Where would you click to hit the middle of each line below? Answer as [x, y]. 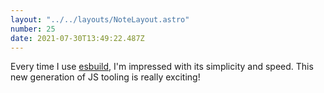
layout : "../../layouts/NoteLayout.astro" [100, 19]
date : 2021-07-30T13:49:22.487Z [77, 38]
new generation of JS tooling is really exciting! [105, 77]
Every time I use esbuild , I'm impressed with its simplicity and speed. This [162, 67]
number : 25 [33, 29]
